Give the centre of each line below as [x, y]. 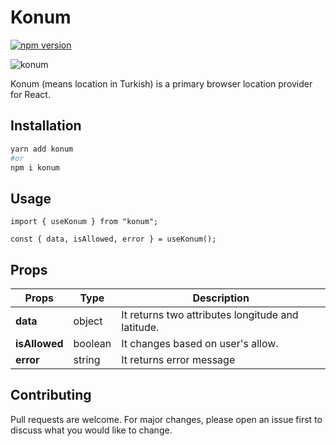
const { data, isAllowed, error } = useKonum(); [113, 239]
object [88, 321]
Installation [46, 126]
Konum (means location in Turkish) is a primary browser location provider [161, 83]
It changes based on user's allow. [200, 343]
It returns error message [178, 359]
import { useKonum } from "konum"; [84, 222]
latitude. [140, 327]
